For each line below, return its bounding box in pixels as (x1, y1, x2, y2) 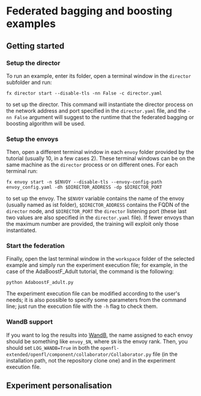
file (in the (152, 350, 178, 358)
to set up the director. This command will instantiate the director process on (6, 101, 194, 108)
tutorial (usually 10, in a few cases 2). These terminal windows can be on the (6, 155, 195, 162)
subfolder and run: (6, 78, 52, 86)
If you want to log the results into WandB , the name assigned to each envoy (6, 331, 193, 338)
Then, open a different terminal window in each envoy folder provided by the (6, 149, 194, 156)
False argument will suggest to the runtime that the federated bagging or (14, 113, 194, 120)
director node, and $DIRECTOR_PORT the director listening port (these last (6, 208, 187, 215)
